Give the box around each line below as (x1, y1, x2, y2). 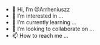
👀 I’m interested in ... (12, 12, 64, 19)
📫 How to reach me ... (12, 32, 68, 39)
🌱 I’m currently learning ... (12, 19, 77, 26)
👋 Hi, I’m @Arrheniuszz (12, 6, 70, 13)
